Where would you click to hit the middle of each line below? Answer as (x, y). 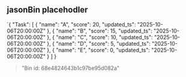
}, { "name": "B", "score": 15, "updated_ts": (99, 31)
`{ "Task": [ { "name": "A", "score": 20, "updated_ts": (71, 24)
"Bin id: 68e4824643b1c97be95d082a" (70, 68)
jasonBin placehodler (48, 10)
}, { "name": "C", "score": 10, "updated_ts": (100, 37)
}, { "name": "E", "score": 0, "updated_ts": (98, 50)
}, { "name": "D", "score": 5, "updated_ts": (99, 43)
